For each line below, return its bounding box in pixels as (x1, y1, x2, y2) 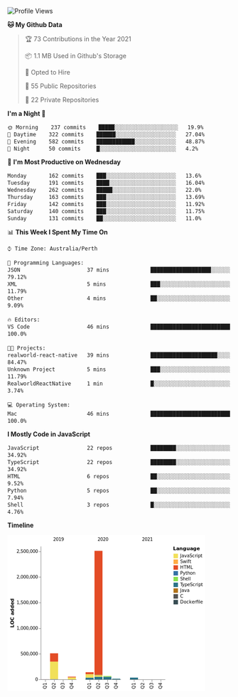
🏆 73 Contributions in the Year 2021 (24, 35, 131, 43)
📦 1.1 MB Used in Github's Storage (24, 52, 126, 60)
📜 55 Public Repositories (24, 82, 97, 90)
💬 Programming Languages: (7, 259, 84, 266)
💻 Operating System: (7, 401, 71, 409)
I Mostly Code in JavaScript (7, 430, 91, 438)
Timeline (7, 521, 34, 529)
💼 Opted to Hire (24, 68, 71, 76)
